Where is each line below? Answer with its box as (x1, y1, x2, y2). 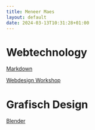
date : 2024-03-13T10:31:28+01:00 (6, 20, 90, 26)
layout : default (6, 14, 47, 20)
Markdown (6, 65, 33, 72)
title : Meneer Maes (6, 8, 55, 15)
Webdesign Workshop (6, 77, 61, 84)
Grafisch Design (6, 98, 88, 111)
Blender (6, 117, 26, 125)
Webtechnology (6, 45, 88, 59)
